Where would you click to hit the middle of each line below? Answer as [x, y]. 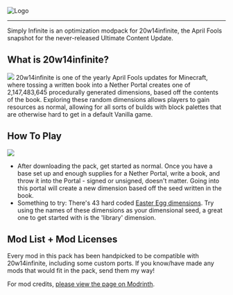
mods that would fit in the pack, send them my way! [81, 271]
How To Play [35, 136]
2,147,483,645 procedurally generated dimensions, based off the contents [113, 92]
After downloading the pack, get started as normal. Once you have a [115, 166]
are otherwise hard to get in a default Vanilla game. [80, 114]
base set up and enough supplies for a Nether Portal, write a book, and [119, 173]
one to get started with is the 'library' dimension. [86, 217]
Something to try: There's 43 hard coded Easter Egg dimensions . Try [115, 203]
